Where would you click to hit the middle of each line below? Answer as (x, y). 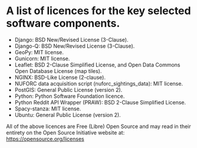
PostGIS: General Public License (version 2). (68, 90)
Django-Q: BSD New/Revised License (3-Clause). (75, 46)
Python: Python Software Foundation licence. (70, 96)
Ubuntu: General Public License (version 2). (68, 115)
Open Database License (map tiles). (58, 71)
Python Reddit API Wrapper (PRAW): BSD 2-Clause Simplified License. (100, 102)
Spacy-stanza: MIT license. (48, 108)
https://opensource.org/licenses (45, 139)
